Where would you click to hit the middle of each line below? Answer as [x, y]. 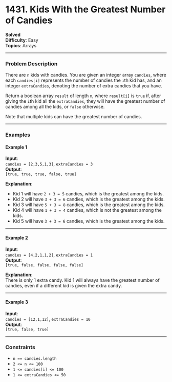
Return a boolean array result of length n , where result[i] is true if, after [83, 96]
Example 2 [17, 238]
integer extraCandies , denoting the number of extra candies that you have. [84, 86]
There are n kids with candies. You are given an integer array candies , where [86, 75]
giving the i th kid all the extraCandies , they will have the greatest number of [85, 101]
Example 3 [17, 302]
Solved [13, 34]
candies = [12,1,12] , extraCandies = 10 [48, 319]
